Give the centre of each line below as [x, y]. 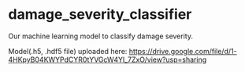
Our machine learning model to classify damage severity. [100, 36]
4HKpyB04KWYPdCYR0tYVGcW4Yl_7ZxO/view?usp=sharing [108, 59]
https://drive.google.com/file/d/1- [183, 51]
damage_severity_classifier [100, 14]
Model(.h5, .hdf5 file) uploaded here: [68, 51]
